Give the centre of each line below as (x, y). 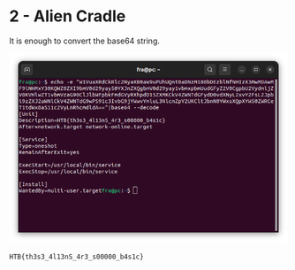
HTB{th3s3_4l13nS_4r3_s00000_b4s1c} (76, 257)
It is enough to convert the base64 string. (85, 41)
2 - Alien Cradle (68, 16)
